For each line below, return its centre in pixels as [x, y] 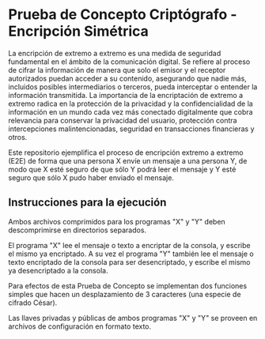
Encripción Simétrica [78, 31]
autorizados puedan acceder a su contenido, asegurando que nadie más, [127, 78]
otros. [18, 137]
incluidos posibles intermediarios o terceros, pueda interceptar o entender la [133, 87]
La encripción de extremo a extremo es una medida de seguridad [115, 53]
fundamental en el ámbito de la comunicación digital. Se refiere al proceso [129, 62]
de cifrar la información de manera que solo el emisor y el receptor [117, 70]
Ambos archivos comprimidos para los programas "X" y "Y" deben [117, 221]
